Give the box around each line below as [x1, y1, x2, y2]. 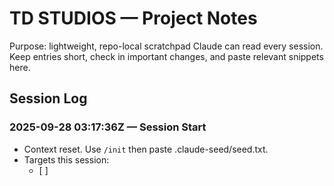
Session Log [9, 90, 88, 107]
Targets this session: [23, 153, 110, 166]
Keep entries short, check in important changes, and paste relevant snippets [9, 50, 324, 62]
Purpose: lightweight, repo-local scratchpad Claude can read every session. [9, 40, 324, 52]
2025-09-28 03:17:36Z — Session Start [9, 120, 207, 134]
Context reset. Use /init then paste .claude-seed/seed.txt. [23, 143, 269, 155]
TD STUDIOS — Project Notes [9, 7, 258, 30]
